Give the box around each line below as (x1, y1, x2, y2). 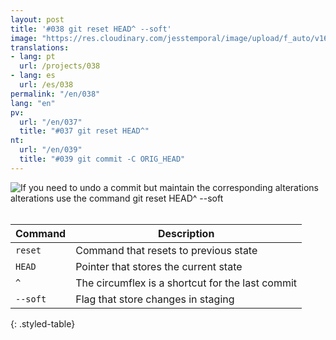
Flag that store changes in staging (75, 292, 235, 306)
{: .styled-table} (10, 317, 76, 330)
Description (157, 226, 215, 240)
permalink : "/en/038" (10, 89, 101, 99)
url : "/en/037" (19, 117, 83, 127)
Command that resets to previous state (75, 243, 258, 257)
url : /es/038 (19, 80, 74, 90)
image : (10, 33, 38, 43)
